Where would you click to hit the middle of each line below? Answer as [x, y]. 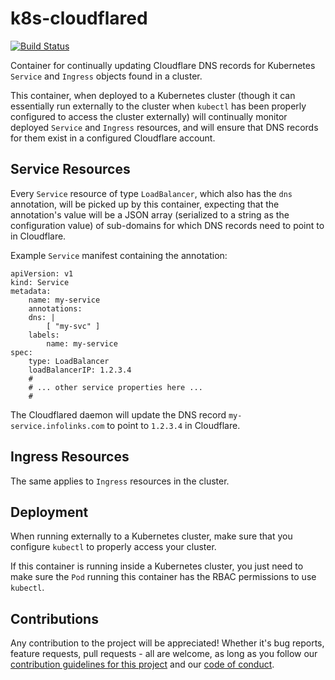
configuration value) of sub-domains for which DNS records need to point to [167, 225]
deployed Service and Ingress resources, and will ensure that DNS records [164, 127]
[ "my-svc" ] [73, 326]
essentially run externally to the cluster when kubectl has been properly [158, 106]
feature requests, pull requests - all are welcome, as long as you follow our [164, 654]
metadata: [31, 291]
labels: [44, 335]
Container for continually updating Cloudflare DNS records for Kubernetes [163, 65]
